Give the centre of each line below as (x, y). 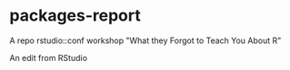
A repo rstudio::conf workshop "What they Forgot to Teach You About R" (145, 40)
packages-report (75, 16)
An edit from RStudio (49, 57)
